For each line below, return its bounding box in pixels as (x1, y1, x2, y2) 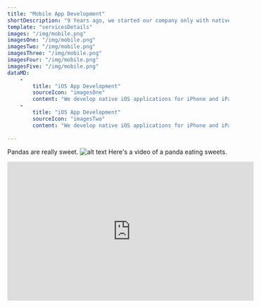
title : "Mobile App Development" (7, 10, 106, 18)
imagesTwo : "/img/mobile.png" (7, 43, 96, 50)
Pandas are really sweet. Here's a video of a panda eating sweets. (7, 148, 227, 156)
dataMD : (7, 69, 30, 76)
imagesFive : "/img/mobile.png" (7, 63, 99, 70)
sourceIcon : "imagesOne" (32, 89, 106, 96)
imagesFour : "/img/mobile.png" (7, 56, 99, 64)
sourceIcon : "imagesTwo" (32, 115, 106, 122)
